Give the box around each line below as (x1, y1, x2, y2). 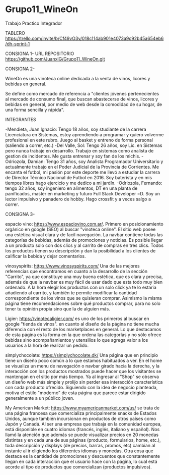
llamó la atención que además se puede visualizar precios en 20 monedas (5, 432, 159, 438)
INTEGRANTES (5, 116, 36, 122)
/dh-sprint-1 (5, 40, 30, 46)
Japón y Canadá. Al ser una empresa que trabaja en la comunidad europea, (5, 420, 162, 427)
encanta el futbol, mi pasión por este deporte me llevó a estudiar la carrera (5, 169, 160, 175)
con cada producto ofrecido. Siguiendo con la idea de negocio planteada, (5, 384, 158, 390)
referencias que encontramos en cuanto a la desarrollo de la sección (5, 268, 147, 274)
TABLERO (5, 30, 25, 36)
